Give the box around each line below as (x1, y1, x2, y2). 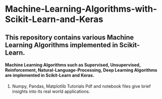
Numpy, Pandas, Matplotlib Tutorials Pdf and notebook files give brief (12, 83, 151, 89)
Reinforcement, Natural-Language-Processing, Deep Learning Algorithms (5, 67, 158, 73)
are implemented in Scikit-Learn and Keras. (5, 72, 95, 79)
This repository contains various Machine (5, 33, 134, 41)
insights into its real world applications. (12, 88, 90, 94)
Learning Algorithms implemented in (5, 40, 118, 49)
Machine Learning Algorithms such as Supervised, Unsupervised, (5, 62, 141, 68)
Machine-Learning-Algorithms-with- (5, 3, 157, 15)
